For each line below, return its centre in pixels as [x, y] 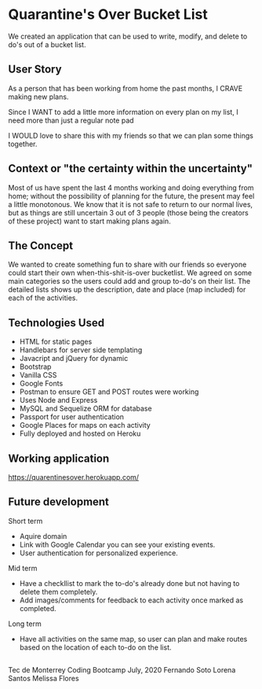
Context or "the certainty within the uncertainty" [131, 169]
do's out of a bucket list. [47, 44]
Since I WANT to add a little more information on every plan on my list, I [123, 112]
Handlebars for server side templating [81, 350]
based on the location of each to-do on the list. [95, 647]
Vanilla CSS [38, 375]
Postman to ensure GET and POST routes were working [109, 392]
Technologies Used [56, 323]
